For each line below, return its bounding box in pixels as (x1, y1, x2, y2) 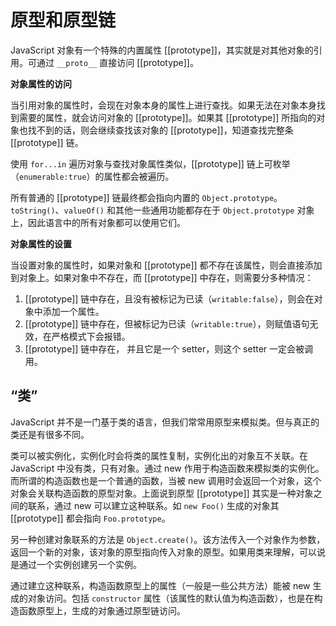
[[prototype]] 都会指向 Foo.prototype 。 (10, 512, 171, 524)
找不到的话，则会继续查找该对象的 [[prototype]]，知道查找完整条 (27, 124, 294, 136)
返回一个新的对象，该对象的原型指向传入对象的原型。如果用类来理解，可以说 (10, 546, 326, 558)
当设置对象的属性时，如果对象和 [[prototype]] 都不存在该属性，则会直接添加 (10, 259, 323, 271)
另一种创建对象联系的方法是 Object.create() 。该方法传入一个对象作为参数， (10, 533, 326, 545)
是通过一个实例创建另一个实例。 (10, 558, 142, 570)
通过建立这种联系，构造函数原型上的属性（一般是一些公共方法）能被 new (10, 579, 311, 591)
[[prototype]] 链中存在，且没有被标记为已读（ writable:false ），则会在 (24, 292, 315, 305)
